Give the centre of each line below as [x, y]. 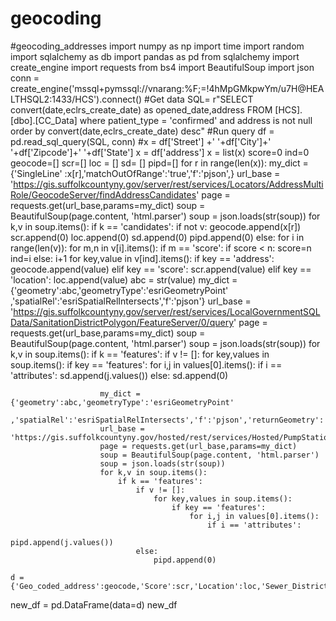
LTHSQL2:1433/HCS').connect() [76, 99]
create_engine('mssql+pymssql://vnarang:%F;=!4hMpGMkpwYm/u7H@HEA [167, 88]
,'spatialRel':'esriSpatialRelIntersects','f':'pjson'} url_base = [131, 301]
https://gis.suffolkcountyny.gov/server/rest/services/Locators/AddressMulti [168, 184]
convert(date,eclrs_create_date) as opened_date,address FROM [141, 109]
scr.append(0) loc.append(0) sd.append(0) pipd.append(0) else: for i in [157, 237]
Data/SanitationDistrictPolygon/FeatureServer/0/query [122, 322]
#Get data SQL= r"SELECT [199, 99]
